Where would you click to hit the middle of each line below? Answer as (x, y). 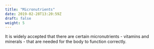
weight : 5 (15, 23)
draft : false (18, 18)
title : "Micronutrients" (30, 9)
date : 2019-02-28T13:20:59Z (33, 14)
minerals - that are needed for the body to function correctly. (66, 42)
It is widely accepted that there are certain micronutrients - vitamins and (77, 37)
